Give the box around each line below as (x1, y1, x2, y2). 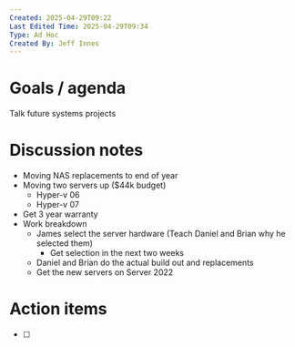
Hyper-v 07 (36, 199, 80, 210)
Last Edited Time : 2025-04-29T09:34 (9, 22, 148, 31)
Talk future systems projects (9, 108, 117, 119)
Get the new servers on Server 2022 (36, 267, 174, 278)
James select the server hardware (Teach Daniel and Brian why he (36, 229, 286, 240)
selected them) (36, 238, 94, 249)
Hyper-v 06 (36, 189, 80, 200)
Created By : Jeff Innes (9, 38, 100, 48)
